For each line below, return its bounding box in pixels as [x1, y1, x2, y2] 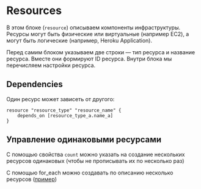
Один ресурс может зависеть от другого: [6, 95, 115, 102]
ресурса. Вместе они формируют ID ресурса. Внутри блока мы [6, 55, 172, 62]
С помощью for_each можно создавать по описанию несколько [6, 169, 174, 176]
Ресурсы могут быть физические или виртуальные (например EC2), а [6, 30, 189, 37]
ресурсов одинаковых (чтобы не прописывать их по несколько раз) [6, 157, 185, 165]
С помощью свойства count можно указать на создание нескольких [6, 151, 185, 158]
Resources [6, 4, 62, 18]
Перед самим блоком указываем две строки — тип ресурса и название [6, 48, 196, 55]
